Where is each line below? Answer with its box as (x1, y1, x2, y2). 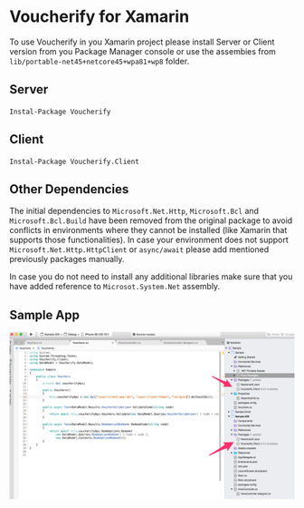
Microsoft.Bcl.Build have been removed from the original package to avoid (9, 215, 293, 226)
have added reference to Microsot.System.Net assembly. (9, 281, 221, 292)
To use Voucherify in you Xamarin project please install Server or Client (9, 36, 275, 47)
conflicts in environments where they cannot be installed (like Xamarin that (9, 225, 288, 236)
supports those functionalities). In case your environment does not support (9, 234, 290, 246)
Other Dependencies (9, 181, 129, 197)
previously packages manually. (9, 254, 125, 265)
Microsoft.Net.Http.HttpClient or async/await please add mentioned (9, 244, 270, 255)
